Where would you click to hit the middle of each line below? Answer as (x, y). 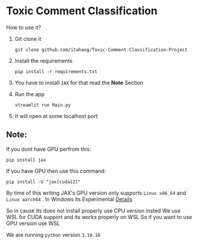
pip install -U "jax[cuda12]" (44, 182)
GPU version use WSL (33, 223)
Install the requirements (44, 61)
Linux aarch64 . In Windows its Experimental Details (69, 199)
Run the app (30, 94)
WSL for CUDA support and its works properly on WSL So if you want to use (99, 217)
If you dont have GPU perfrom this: (49, 149)
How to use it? (24, 27)
